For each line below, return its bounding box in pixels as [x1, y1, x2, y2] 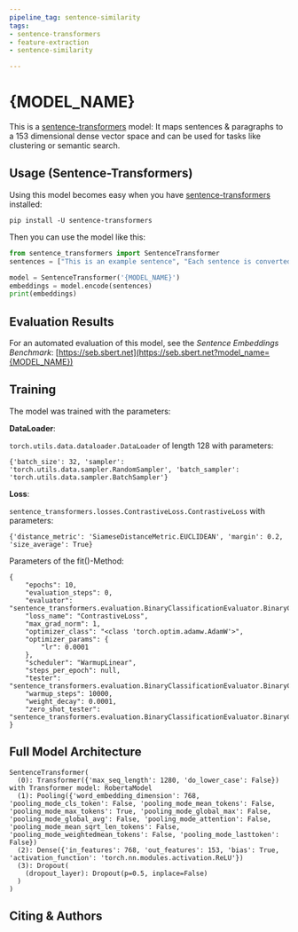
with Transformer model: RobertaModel [9, 783, 153, 793]
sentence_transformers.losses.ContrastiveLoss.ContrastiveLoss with [9, 505, 266, 516]
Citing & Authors [9, 909, 103, 924]
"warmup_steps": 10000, [25, 689, 114, 698]
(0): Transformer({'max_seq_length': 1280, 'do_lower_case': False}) [17, 776, 279, 785]
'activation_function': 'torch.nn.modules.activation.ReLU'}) [9, 853, 244, 862]
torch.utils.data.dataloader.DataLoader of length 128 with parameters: [9, 440, 274, 451]
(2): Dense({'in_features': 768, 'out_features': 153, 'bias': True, [17, 845, 279, 855]
